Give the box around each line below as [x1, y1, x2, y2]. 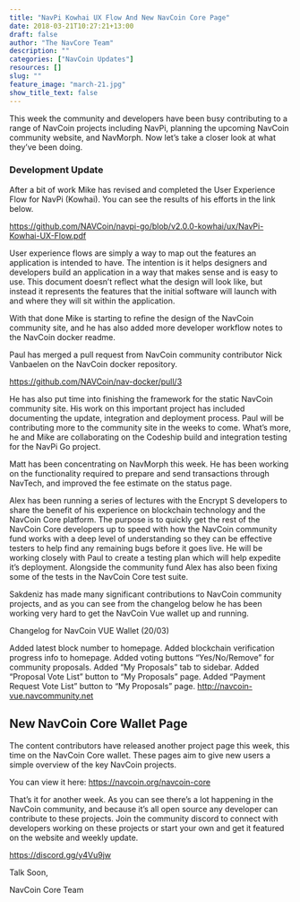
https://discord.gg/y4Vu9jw [9, 849, 112, 860]
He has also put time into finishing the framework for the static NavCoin [9, 393, 273, 404]
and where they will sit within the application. [9, 295, 176, 306]
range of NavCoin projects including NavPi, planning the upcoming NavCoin [9, 122, 289, 133]
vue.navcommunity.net [9, 690, 94, 701]
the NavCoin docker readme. [9, 331, 116, 342]
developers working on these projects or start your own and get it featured [9, 822, 285, 833]
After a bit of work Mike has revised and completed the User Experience [9, 184, 276, 195]
